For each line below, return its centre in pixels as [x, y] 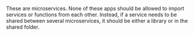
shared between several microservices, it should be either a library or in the [97, 21]
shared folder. [23, 27]
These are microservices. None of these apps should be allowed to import [95, 8]
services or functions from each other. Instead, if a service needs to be [91, 15]
